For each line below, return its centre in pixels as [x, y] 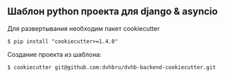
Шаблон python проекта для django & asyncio [112, 12]
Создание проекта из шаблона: [55, 54]
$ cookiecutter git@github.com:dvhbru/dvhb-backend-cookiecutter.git [112, 67]
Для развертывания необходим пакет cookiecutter [84, 28]
